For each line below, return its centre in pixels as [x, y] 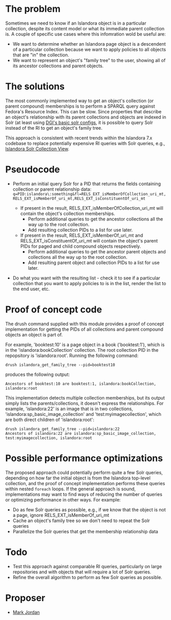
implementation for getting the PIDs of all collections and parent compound [84, 329]
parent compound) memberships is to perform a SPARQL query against [80, 106]
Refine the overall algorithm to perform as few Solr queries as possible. [87, 577]
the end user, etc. [31, 289]
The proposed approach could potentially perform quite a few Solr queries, [84, 472]
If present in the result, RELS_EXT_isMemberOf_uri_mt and [82, 235]
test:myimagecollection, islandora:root [49, 438]
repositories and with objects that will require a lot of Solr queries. [82, 572]
